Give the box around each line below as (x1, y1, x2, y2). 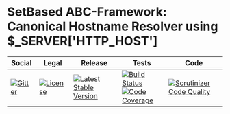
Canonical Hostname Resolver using (7, 19, 218, 34)
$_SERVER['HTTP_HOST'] (7, 34, 158, 49)
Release (81, 58, 108, 67)
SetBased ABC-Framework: (7, 4, 168, 20)
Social (11, 58, 32, 67)
